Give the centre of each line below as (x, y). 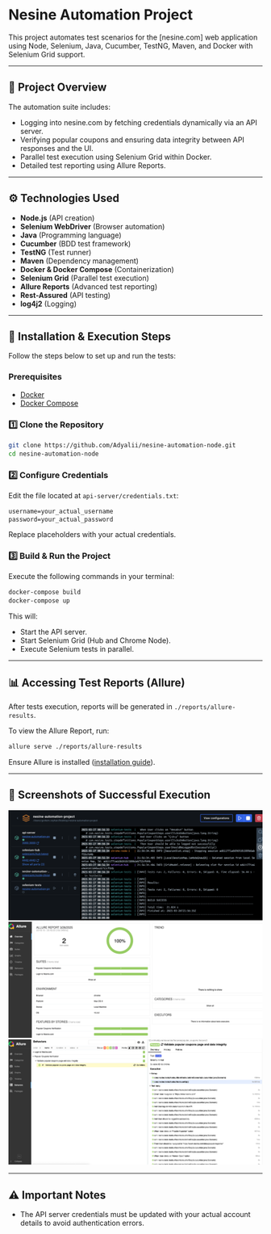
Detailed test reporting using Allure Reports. (93, 165)
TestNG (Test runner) (56, 252)
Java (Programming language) (71, 235)
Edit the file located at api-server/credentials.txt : (94, 496)
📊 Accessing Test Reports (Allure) (97, 683)
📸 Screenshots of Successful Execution (110, 795)
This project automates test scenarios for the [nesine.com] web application (133, 37)
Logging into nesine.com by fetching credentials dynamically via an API (139, 122)
